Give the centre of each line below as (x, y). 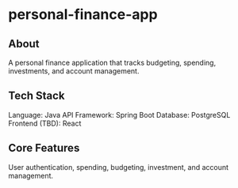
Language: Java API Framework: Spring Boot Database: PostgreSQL (119, 115)
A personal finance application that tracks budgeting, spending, (112, 62)
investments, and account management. (74, 71)
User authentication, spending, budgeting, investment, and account (118, 167)
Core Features (44, 148)
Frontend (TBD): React (45, 123)
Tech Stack (36, 96)
